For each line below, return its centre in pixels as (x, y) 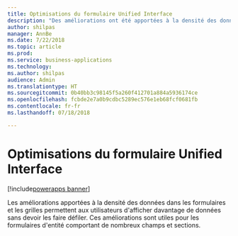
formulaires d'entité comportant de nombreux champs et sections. (104, 225)
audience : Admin (31, 80)
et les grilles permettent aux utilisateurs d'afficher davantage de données (114, 210)
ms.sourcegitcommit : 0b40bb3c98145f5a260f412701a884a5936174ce (103, 93)
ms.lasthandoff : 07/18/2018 (49, 113)
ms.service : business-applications (60, 60)
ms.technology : (30, 67)
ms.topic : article (34, 47)
